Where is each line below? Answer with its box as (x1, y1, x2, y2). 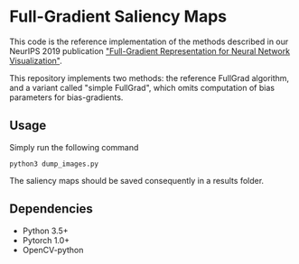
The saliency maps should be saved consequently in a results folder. (9, 175, 265, 186)
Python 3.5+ (22, 225, 70, 236)
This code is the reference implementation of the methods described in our (9, 36, 289, 47)
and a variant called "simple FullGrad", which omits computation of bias (9, 82, 276, 93)
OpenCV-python (22, 244, 84, 255)
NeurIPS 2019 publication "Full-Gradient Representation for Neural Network (9, 45, 291, 56)
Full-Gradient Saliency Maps (9, 6, 228, 27)
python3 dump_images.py (9, 159, 99, 168)
